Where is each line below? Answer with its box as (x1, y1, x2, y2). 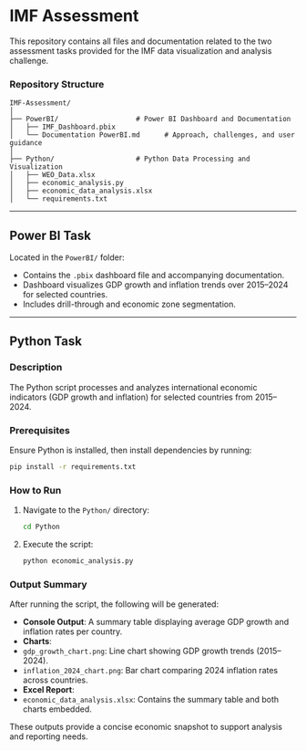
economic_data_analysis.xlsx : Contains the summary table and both (22, 694, 280, 705)
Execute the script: (22, 539, 94, 550)
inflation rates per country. (22, 626, 123, 637)
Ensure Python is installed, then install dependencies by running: (9, 444, 252, 456)
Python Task (9, 334, 82, 349)
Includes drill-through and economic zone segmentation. (22, 298, 237, 310)
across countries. (22, 674, 88, 685)
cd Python (22, 522, 61, 532)
